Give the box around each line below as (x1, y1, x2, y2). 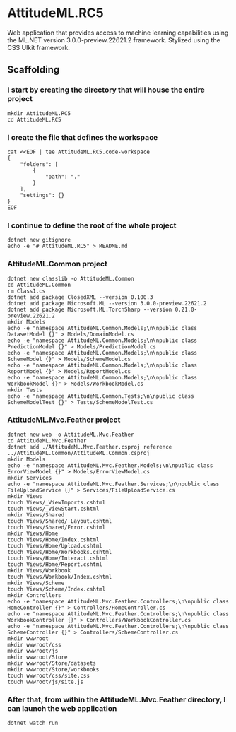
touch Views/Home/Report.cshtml (7, 560, 102, 568)
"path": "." (45, 173, 81, 180)
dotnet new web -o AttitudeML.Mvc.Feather (7, 431, 134, 438)
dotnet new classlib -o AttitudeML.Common (7, 275, 134, 282)
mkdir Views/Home (7, 530, 59, 537)
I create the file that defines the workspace (7, 132, 158, 142)
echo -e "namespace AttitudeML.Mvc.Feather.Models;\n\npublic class (7, 461, 213, 469)
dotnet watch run (7, 719, 59, 727)
